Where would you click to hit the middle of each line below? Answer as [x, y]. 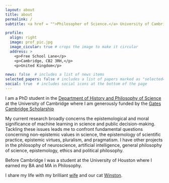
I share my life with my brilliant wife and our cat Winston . [64, 175]
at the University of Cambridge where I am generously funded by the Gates [83, 103]
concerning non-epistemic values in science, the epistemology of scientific [83, 134]
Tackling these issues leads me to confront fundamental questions [74, 129]
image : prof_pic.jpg [31, 42]
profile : [14, 33]
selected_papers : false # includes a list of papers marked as [73, 79]
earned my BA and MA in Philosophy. [44, 165]
